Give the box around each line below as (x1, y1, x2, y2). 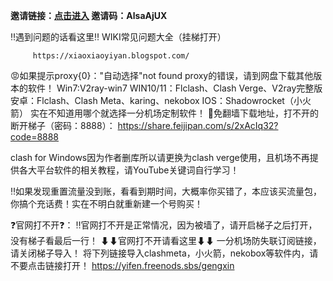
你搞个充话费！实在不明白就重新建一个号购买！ (10, 198, 203, 209)
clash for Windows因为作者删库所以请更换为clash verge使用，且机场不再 (10, 152, 310, 163)
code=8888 (10, 131, 60, 143)
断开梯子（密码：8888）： (10, 120, 116, 131)
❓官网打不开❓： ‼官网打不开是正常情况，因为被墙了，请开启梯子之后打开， (10, 219, 318, 231)
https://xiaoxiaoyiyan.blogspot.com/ (32, 51, 190, 61)
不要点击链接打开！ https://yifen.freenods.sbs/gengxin (10, 260, 235, 271)
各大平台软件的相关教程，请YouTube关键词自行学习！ (18, 164, 240, 176)
